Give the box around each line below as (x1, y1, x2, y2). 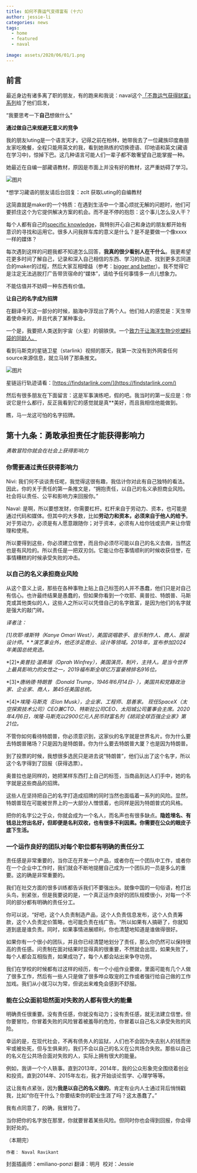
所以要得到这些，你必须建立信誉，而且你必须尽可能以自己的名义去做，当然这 (6, 539, 191, 546)
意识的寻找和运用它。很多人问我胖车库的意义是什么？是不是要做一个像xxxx (6, 228, 187, 235)
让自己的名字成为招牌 (6, 295, 57, 302)
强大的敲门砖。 (11, 606, 47, 613)
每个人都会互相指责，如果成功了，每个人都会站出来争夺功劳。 (6, 953, 155, 960)
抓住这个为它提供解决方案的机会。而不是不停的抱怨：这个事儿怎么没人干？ (11, 209, 191, 216)
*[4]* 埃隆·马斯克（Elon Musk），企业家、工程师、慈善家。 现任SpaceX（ (6, 698, 183, 705)
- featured (11, 36, 38, 42)
